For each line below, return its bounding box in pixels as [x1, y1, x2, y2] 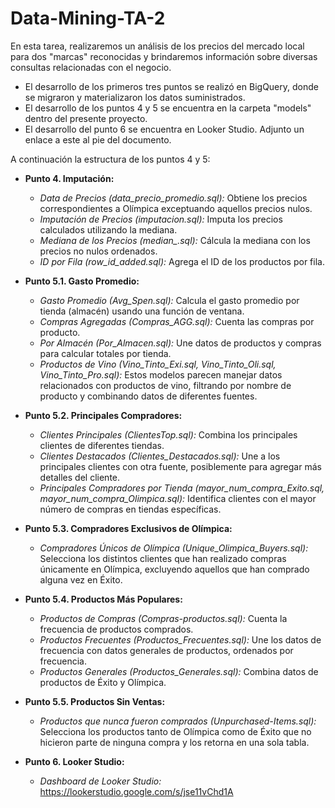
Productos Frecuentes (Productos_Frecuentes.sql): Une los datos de [39, 633, 322, 646]
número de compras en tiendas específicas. [39, 503, 222, 515]
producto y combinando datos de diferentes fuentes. [39, 390, 258, 402]
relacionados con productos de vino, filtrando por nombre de [39, 379, 292, 391]
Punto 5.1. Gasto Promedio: [24, 275, 140, 287]
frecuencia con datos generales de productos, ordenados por [39, 644, 294, 656]
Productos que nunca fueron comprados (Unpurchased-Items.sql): [39, 715, 317, 727]
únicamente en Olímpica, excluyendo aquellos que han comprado [39, 563, 310, 575]
